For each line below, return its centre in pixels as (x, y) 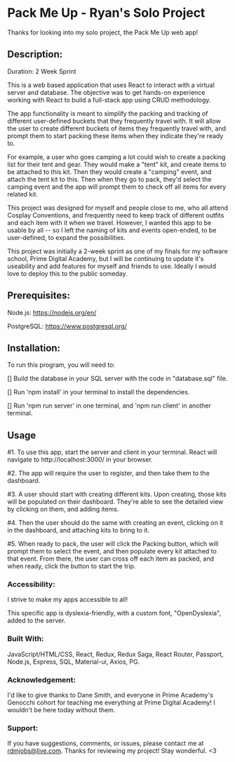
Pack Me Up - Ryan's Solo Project (106, 13)
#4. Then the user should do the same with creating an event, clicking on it (115, 523)
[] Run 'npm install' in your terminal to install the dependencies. (99, 392)
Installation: (34, 348)
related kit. (23, 194)
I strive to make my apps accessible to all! (68, 600)
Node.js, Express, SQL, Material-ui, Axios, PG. (74, 662)
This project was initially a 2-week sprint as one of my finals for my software (117, 251)
